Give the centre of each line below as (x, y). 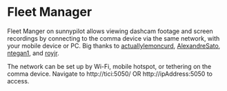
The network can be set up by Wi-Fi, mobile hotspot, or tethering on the (109, 66)
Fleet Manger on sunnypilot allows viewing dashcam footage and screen (110, 31)
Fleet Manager (50, 12)
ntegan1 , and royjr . (33, 53)
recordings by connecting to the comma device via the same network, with (113, 38)
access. (18, 81)
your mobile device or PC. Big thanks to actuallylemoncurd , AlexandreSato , (114, 45)
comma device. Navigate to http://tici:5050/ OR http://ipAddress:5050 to (110, 74)
